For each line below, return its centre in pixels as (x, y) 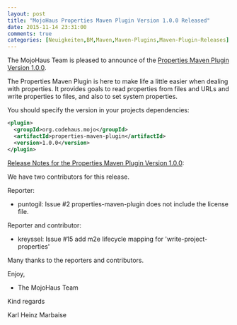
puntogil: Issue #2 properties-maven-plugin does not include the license (123, 204)
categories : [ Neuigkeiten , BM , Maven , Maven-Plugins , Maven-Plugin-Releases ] (118, 40)
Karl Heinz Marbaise (37, 314)
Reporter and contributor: (44, 225)
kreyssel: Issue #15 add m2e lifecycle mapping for (91, 239)
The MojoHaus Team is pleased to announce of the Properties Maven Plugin (118, 60)
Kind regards (26, 301)
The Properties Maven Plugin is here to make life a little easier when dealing (118, 81)
